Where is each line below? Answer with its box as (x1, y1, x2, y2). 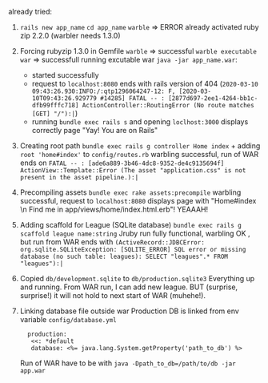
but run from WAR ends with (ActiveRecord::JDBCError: (19, 237, 206, 247)
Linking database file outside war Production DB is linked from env (19, 306, 240, 316)
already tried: (8, 7, 53, 16)
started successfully (31, 71, 99, 79)
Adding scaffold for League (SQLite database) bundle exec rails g (19, 220, 242, 229)
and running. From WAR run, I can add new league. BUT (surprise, (19, 282, 238, 292)
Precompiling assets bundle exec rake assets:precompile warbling (19, 187, 242, 197)
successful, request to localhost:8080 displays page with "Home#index (19, 196, 257, 205)
